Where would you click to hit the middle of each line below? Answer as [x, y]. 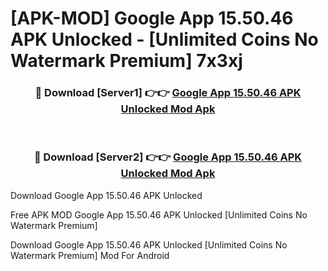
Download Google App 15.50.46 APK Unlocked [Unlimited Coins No [149, 244]
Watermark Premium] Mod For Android [90, 255]
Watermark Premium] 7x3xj [126, 61]
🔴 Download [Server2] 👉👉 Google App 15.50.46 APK [168, 157]
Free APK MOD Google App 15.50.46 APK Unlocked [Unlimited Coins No [159, 214]
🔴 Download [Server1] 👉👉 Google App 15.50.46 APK [168, 93]
